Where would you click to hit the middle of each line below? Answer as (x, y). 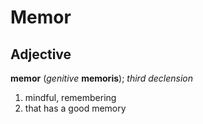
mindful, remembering (70, 97)
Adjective (41, 54)
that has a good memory (75, 108)
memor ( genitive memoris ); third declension (101, 78)
